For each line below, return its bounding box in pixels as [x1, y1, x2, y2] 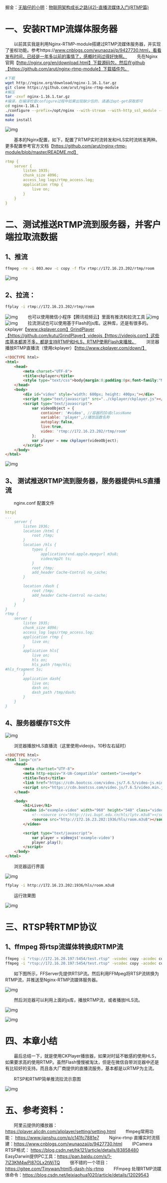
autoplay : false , [40, 420, 75, 425]
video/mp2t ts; [40, 556, 72, 561]
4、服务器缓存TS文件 [5, 719, 71, 728]
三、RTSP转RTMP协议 [5, 921, 97, 933]
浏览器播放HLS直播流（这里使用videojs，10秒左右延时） [13, 742, 129, 748]
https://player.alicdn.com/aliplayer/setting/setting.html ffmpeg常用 [5, 1128, 150, 1134]
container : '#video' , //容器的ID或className [40, 410, 132, 415]
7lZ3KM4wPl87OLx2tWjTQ [5, 1159, 60, 1165]
